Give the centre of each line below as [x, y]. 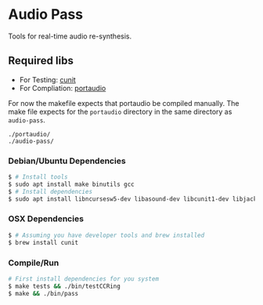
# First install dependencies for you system [83, 279]
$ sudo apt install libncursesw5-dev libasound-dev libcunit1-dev [119, 199]
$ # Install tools [38, 177]
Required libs [41, 61]
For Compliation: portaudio [63, 88]
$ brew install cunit [43, 242]
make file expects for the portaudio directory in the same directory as [120, 111]
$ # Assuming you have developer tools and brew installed [106, 235]
